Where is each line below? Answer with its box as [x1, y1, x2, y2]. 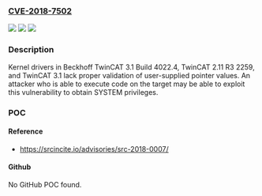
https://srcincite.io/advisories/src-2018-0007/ [19, 144, 169, 153]
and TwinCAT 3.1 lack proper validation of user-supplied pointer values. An [8, 70, 251, 80]
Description [8, 44, 54, 55]
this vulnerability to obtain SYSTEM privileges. [8, 87, 159, 96]
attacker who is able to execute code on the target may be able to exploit [8, 79, 245, 89]
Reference [8, 126, 43, 136]
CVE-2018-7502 [8, 6, 73, 17]
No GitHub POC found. [8, 179, 82, 189]
